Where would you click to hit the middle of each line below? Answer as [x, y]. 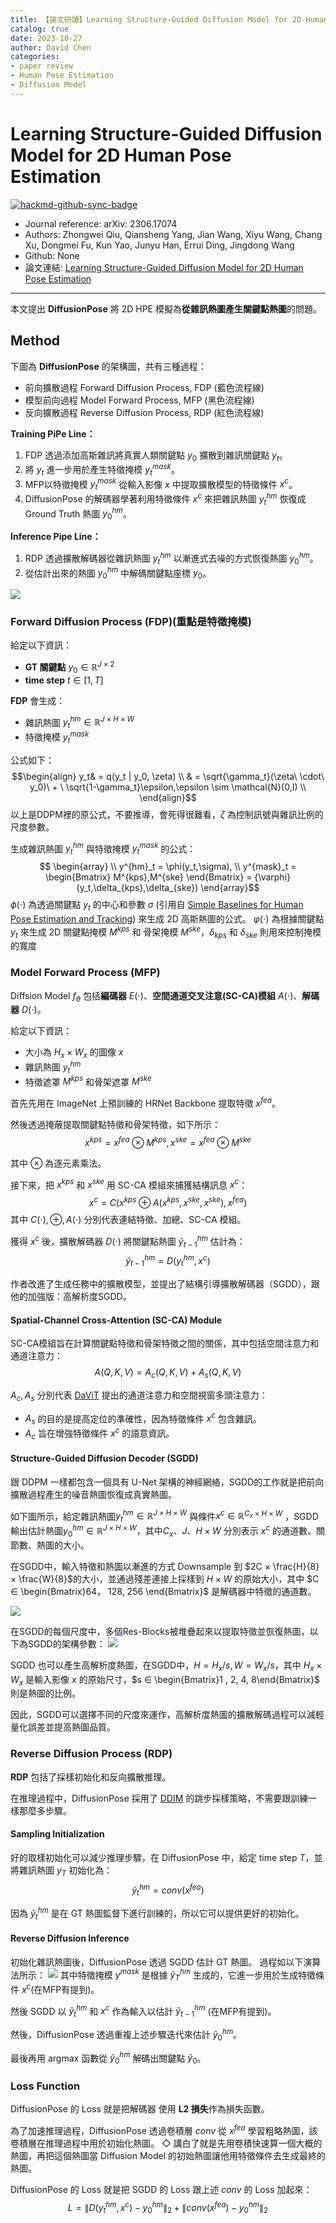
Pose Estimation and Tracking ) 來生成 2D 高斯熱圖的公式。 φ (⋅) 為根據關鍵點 [167, 918]
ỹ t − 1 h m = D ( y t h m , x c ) [168, 1261]
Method [35, 341]
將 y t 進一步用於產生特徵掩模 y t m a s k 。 [102, 470]
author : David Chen [51, 47]
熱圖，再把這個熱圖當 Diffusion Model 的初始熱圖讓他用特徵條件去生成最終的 [168, 2156]
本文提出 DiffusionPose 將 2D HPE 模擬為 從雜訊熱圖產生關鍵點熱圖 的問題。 [166, 308]
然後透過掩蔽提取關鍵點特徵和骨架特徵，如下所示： [115, 1125]
